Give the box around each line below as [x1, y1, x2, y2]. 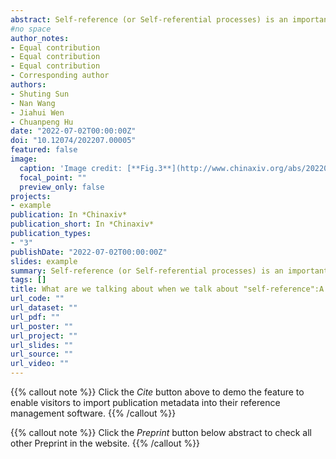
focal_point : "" [19, 172, 87, 183]
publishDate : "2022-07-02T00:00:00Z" [10, 247, 168, 257]
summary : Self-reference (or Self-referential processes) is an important [10, 266, 329, 276]
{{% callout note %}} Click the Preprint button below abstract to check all [10, 427, 312, 438]
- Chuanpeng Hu [10, 117, 74, 127]
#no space [10, 24, 52, 34]
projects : [10, 191, 52, 201]
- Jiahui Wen [10, 107, 65, 118]
